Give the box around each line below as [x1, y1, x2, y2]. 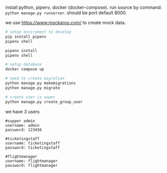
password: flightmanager [5, 163, 58, 168]
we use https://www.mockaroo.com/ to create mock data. [5, 20, 126, 25]
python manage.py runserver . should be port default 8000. [5, 10, 127, 16]
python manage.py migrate [5, 85, 60, 91]
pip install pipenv [5, 34, 47, 39]
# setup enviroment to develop [5, 30, 72, 35]
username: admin [5, 123, 40, 128]
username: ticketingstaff [5, 140, 60, 146]
